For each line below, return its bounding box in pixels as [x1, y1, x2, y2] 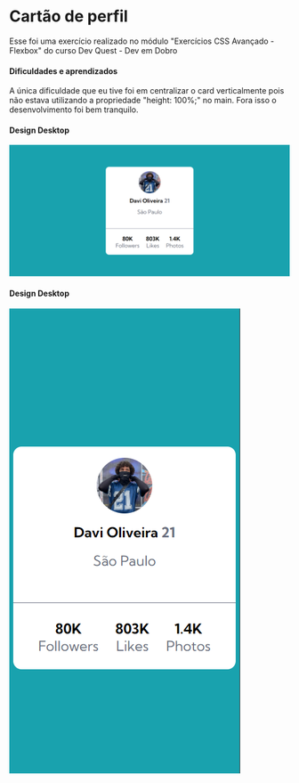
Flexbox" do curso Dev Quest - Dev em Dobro [9, 45, 178, 55]
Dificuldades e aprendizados [9, 65, 118, 77]
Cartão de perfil [9, 6, 129, 27]
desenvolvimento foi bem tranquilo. [9, 104, 140, 115]
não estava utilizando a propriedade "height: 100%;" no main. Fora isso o [9, 95, 278, 106]
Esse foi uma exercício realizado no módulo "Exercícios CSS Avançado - [9, 36, 274, 46]
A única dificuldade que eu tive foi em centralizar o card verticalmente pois [9, 86, 285, 96]
